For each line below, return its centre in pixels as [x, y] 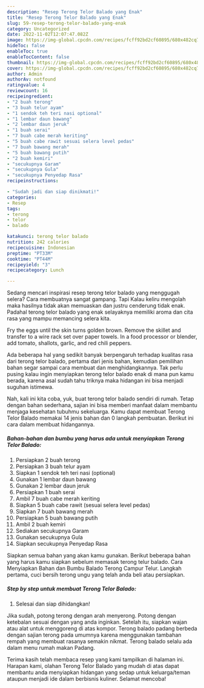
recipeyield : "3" [29, 265]
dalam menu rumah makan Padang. [51, 648]
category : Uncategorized [38, 29]
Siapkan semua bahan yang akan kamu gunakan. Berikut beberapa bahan [99, 555]
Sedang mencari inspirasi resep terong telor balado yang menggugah [94, 293]
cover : [15, 68]
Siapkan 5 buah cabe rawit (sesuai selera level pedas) [83, 505]
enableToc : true [27, 51]
